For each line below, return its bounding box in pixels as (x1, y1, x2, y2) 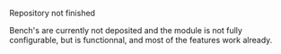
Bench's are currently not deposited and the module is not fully (9, 25, 242, 35)
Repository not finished (9, 8, 96, 18)
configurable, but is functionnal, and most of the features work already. (9, 35, 273, 45)
